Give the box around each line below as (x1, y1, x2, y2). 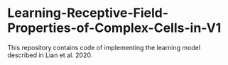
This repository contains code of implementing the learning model (7, 43, 201, 52)
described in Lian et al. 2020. (7, 51, 93, 59)
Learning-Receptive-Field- (7, 5, 169, 21)
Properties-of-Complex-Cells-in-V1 (7, 20, 222, 36)
